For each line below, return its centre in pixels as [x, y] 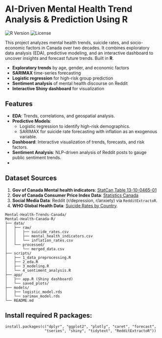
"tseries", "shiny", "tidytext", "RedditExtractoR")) [100, 331]
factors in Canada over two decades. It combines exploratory [88, 48]
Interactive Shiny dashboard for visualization [58, 88]
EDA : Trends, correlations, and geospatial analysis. [63, 116]
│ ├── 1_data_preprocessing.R [38, 258]
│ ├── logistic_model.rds [34, 292]
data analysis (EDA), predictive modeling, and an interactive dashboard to [79, 53]
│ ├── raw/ [18, 227]
